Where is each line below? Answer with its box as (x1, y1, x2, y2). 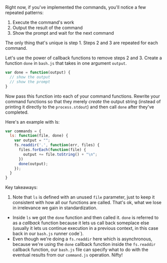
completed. (5, 109, 29, 115)
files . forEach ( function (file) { (18, 147, 86, 152)
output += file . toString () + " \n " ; (23, 152, 98, 157)
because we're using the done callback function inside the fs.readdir (12, 241, 156, 247)
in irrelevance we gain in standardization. (12, 205, 98, 211)
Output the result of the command (12, 25, 83, 31)
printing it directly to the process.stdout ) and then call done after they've (5, 104, 154, 110)
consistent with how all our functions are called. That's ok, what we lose (12, 200, 162, 206)
